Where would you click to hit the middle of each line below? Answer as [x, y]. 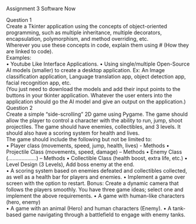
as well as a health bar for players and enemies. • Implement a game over [96, 177]
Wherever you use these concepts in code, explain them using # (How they [97, 45]
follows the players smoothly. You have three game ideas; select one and [95, 189]
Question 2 [19, 108]
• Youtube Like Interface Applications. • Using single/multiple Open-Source [98, 64]
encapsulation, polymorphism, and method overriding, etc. [77, 39]
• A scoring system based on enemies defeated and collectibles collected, [97, 171]
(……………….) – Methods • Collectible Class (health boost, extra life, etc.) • [97, 158]
